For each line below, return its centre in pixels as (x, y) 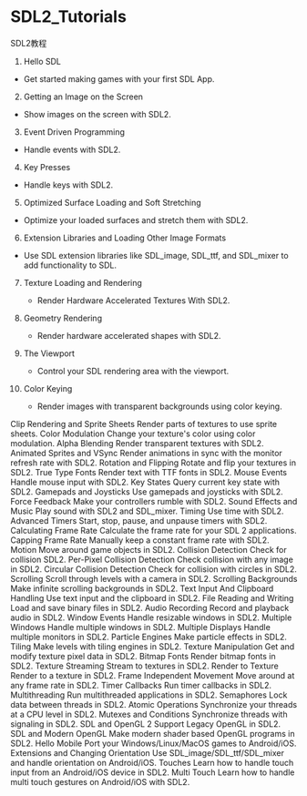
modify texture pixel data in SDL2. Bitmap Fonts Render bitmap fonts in (143, 656)
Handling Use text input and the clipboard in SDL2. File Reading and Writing (152, 597)
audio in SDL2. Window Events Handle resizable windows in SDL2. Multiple (151, 617)
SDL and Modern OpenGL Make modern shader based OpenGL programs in (153, 733)
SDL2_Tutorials (68, 17)
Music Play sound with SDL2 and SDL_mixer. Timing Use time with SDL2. (147, 511)
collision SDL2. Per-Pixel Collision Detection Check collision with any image (152, 559)
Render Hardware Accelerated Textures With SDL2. (133, 300)
